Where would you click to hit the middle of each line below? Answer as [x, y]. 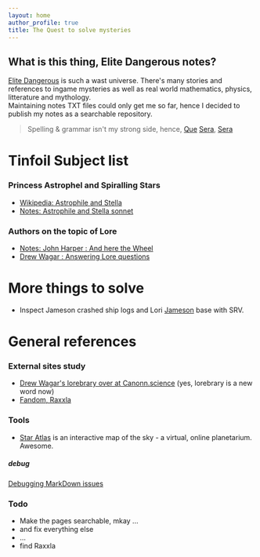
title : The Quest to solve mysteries [70, 30]
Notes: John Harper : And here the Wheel [87, 248]
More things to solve [76, 288]
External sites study [47, 366]
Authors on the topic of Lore [63, 231]
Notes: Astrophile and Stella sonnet [76, 211]
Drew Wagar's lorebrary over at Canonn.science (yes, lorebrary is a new [136, 383]
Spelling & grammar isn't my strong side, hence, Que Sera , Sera [130, 129]
